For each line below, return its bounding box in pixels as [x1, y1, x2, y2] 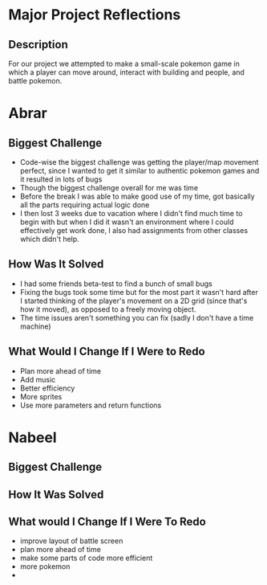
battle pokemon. [8, 76, 63, 85]
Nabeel [8, 428, 58, 447]
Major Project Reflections [8, 6, 181, 24]
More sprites [19, 391, 63, 401]
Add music [19, 374, 56, 384]
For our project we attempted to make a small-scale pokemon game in [8, 59, 241, 68]
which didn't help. [19, 235, 80, 243]
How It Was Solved [8, 488, 104, 501]
